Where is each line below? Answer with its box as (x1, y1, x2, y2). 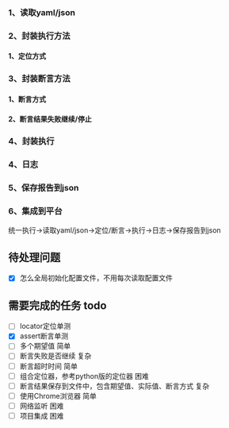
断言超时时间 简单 (19, 361, 78, 371)
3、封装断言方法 (8, 73, 71, 84)
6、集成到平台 (8, 206, 63, 217)
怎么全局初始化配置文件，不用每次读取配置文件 (19, 273, 173, 283)
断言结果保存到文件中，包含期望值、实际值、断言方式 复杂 (19, 381, 210, 391)
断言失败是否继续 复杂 (19, 351, 92, 361)
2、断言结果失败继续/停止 (8, 114, 93, 124)
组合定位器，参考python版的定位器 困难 (19, 371, 149, 380)
